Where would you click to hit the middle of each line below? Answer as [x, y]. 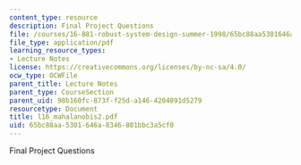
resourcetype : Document [54, 109]
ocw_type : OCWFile [43, 76]
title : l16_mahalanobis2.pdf [64, 117]
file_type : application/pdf [62, 42]
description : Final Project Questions [82, 26]
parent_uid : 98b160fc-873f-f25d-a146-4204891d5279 [106, 100]
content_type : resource [54, 17]
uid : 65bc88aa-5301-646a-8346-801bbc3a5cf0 [92, 126]
